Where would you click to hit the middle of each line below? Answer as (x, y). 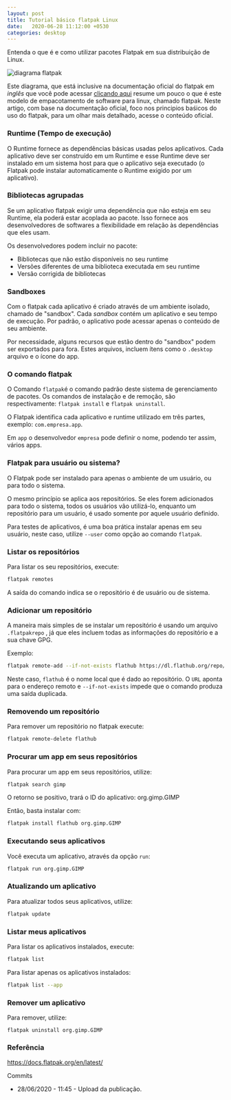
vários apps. (25, 445)
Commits (20, 1076)
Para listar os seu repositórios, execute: (63, 567)
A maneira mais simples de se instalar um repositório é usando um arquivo (112, 625)
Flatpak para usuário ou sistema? (64, 463)
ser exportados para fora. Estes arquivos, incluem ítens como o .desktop (110, 349)
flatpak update (29, 914)
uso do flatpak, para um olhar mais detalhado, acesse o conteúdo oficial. (110, 116)
